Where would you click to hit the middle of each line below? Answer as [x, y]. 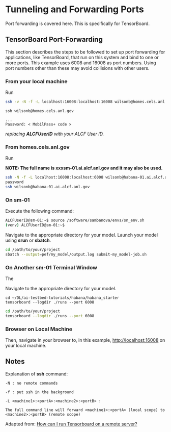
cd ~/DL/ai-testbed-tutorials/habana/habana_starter [62, 298]
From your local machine [36, 81]
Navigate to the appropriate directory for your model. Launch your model [82, 235]
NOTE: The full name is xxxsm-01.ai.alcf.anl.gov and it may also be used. [84, 168]
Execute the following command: [40, 211]
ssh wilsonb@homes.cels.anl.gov [39, 111]
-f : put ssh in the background [39, 392]
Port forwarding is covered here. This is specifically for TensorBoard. [78, 23]
